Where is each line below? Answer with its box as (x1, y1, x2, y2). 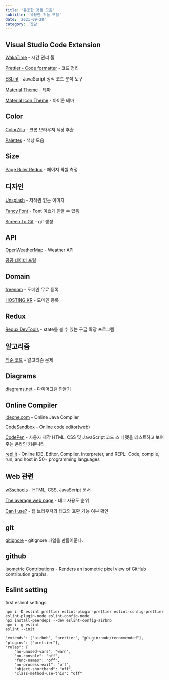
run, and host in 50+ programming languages (5, 456, 100, 462)
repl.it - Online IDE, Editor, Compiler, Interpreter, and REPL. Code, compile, (5, 451, 160, 457)
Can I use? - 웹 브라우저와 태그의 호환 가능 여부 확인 (5, 508, 109, 514)
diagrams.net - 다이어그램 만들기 (5, 386, 71, 392)
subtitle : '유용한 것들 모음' (5, 12, 62, 17)
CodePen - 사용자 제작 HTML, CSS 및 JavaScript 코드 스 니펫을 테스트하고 (5, 434, 155, 441)
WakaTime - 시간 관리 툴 (5, 54, 55, 61)
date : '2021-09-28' (5, 17, 47, 22)
